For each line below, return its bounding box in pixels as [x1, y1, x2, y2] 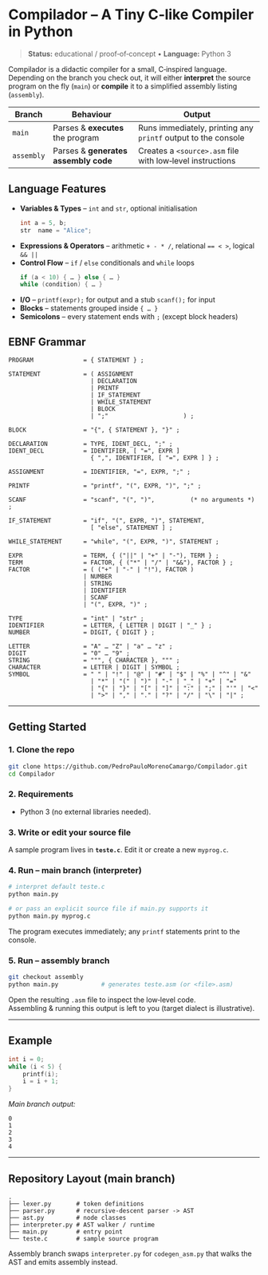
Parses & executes [53, 122, 124, 133]
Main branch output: [8, 1099, 76, 1109]
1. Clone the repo [8, 744, 75, 756]
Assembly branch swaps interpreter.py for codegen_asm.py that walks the [8, 1249, 253, 1258]
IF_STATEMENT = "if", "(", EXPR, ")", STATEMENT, [8, 517, 205, 525]
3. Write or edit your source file [8, 827, 132, 838]
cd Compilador [8, 770, 56, 778]
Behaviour [71, 109, 112, 120]
